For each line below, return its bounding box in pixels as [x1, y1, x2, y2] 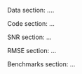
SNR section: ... [7, 33, 52, 41]
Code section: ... [7, 20, 55, 27]
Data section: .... [7, 6, 55, 14]
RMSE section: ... [7, 47, 57, 54]
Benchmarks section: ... [7, 60, 76, 68]
